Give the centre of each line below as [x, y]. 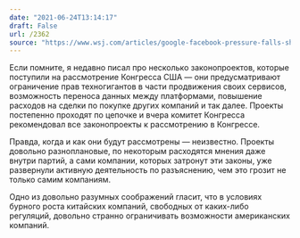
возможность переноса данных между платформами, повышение [136, 96]
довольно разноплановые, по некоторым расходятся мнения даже [137, 152]
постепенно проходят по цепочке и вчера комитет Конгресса [127, 115]
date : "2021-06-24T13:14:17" [63, 17]
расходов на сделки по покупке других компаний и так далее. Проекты [146, 106]
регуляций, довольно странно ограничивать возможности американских [150, 216]
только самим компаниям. [60, 180]
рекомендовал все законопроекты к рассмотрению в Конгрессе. [135, 125]
